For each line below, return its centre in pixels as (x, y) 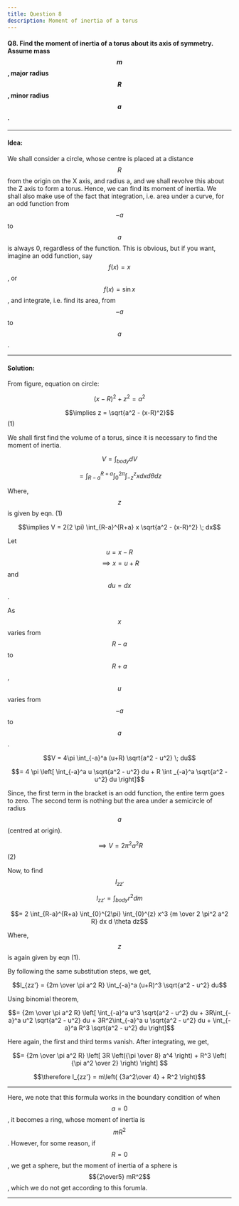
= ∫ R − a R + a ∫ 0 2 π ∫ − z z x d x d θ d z (121, 476)
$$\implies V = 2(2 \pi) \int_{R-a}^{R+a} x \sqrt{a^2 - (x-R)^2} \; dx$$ (119, 527)
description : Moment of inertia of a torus (73, 21)
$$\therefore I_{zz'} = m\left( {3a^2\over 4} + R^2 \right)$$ (119, 1076)
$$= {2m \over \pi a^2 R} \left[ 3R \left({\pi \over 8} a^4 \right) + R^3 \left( (119, 1055)
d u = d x (119, 586)
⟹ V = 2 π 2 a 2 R (121, 845)
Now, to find (25, 870)
